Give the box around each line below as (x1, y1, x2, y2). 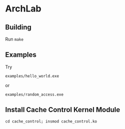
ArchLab (5, 3, 41, 14)
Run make (5, 36, 24, 42)
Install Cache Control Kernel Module (5, 105, 120, 114)
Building (5, 23, 31, 31)
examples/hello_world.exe (5, 73, 59, 78)
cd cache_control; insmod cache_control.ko (5, 118, 97, 124)
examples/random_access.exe (5, 92, 64, 97)
